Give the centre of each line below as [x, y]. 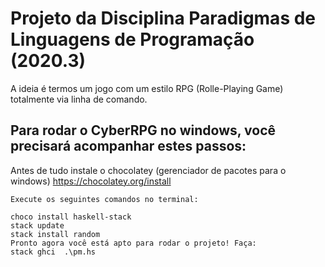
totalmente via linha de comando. [79, 99]
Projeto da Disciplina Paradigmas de [163, 18]
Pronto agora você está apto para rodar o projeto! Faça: [133, 243]
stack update [37, 225]
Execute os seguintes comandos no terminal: [104, 199]
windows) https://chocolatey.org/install [91, 181]
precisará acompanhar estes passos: [128, 146]
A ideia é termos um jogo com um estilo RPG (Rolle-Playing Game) [147, 88]
